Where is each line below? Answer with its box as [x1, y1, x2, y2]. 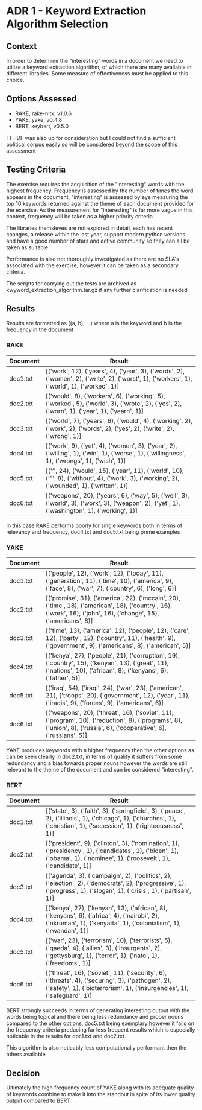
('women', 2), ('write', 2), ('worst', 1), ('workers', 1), [45, 374, 192, 382]
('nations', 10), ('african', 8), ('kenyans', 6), [45, 667, 168, 675]
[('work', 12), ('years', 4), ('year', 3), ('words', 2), [45, 367, 185, 375]
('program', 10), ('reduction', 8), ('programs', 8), [45, 716, 182, 725]
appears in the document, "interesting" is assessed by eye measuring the [6, 193, 188, 200]
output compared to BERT [6, 1097, 70, 1105]
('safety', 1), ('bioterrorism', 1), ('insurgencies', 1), [45, 984, 189, 992]
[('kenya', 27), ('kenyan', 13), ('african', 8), [45, 904, 168, 912]
